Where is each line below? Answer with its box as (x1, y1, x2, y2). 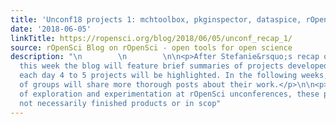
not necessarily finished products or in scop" (19, 98, 222, 108)
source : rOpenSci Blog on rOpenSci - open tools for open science (10, 42, 293, 53)
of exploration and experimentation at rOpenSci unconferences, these (19, 89, 320, 99)
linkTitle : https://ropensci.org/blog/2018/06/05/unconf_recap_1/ (10, 33, 293, 43)
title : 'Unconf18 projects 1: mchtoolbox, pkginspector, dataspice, (10, 14, 302, 25)
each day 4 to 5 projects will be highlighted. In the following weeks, (19, 71, 329, 81)
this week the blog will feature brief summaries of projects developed (19, 61, 329, 71)
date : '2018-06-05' (10, 24, 92, 34)
